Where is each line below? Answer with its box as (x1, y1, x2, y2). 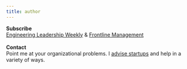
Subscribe (6, 25, 32, 32)
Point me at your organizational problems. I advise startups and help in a (6, 50, 181, 57)
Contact (6, 44, 26, 51)
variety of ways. (6, 56, 45, 63)
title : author (6, 8, 41, 15)
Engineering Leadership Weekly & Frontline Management (6, 31, 144, 38)
